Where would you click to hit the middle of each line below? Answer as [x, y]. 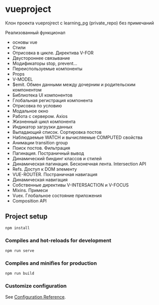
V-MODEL [23, 79]
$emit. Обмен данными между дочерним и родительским [74, 84]
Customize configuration [36, 286]
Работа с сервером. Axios [40, 116]
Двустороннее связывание [41, 58]
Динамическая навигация [40, 180]
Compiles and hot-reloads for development [58, 240]
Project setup [27, 217]
